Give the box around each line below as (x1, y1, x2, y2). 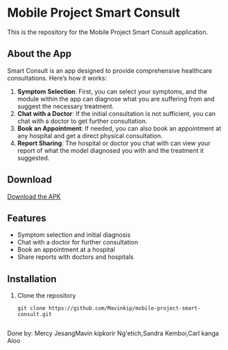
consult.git (17, 311, 52, 318)
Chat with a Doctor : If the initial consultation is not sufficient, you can (17, 109, 216, 117)
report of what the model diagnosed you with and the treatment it (17, 146, 204, 154)
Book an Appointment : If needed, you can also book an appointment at (17, 124, 222, 133)
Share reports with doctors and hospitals (17, 253, 134, 261)
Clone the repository (17, 292, 76, 300)
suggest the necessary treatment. (17, 102, 114, 110)
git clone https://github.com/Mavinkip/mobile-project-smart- (17, 305, 201, 312)
